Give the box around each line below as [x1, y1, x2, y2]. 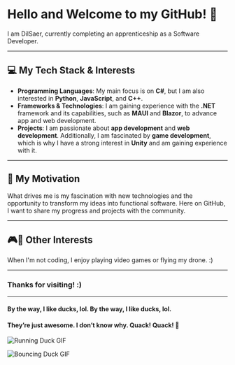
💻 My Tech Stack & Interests [7, 64, 136, 76]
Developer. [7, 36, 38, 45]
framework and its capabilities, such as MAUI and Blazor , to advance [17, 108, 218, 117]
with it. [17, 146, 37, 155]
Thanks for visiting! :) [7, 280, 82, 289]
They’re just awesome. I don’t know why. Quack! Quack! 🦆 [7, 321, 180, 329]
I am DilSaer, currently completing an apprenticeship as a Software [7, 29, 200, 38]
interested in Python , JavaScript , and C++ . [17, 94, 143, 102]
